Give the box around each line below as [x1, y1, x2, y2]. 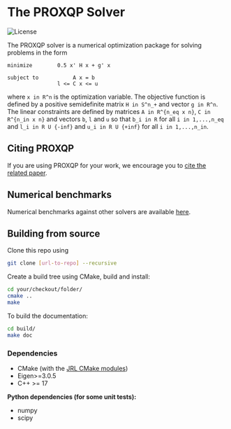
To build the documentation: [7, 311, 89, 320]
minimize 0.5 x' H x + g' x [7, 62, 111, 69]
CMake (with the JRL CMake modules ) [17, 364, 128, 372]
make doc [7, 332, 33, 339]
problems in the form [7, 48, 68, 57]
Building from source [7, 227, 100, 239]
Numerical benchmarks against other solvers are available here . [7, 207, 191, 216]
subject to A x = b [7, 74, 96, 81]
